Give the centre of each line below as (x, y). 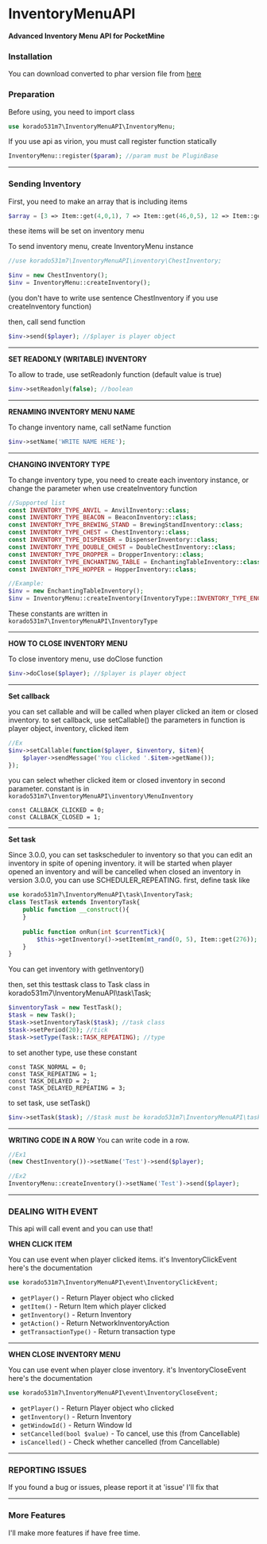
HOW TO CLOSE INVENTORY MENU (68, 644)
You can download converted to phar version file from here (105, 74)
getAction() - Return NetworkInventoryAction (95, 1323)
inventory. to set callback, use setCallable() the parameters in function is (127, 720)
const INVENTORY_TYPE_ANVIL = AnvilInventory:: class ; (99, 510)
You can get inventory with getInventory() (76, 969)
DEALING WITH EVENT (53, 1211)
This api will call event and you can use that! (81, 1229)
